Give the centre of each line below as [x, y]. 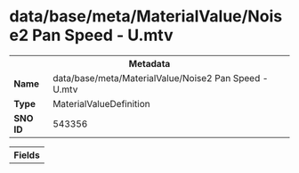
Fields [27, 155]
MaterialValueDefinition [101, 103]
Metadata [149, 63]
